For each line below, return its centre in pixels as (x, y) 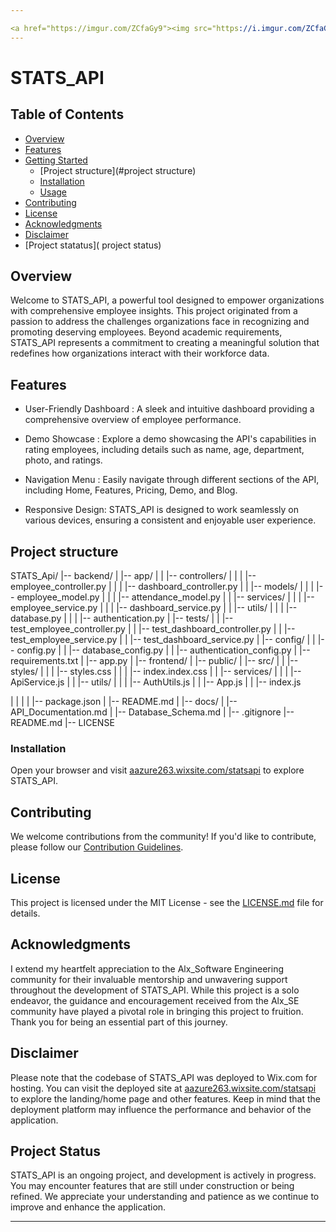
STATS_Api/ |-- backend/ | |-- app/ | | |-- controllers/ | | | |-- (133, 576)
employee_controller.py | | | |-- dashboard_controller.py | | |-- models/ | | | (162, 587)
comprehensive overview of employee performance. (133, 420)
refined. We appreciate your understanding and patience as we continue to (165, 1197)
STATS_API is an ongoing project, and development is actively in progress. (163, 1175)
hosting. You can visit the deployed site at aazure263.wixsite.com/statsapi (163, 1088)
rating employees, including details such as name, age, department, (164, 450)
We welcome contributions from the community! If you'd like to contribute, (163, 837)
